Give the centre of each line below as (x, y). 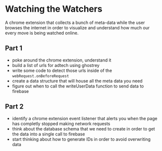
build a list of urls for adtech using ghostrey (56, 65)
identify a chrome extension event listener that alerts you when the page (85, 118)
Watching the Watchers (54, 9)
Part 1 (14, 48)
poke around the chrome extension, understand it (62, 60)
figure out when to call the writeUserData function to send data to (78, 86)
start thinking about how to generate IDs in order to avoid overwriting (81, 139)
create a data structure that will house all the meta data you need (77, 81)
